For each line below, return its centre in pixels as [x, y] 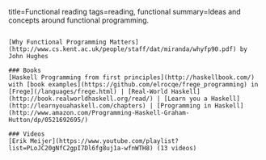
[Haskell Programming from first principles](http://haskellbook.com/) [131, 78]
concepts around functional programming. [79, 20]
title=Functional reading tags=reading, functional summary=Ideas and [125, 12]
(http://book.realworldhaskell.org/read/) [81, 99]
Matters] [124, 42]
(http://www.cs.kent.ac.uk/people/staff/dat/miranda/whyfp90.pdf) [122, 49]
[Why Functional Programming [57, 42]
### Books [25, 70]
